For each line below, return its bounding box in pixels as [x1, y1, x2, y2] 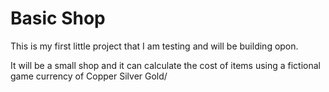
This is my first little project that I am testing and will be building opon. [10, 40, 299, 52]
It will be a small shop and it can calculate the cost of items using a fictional [10, 59, 322, 71]
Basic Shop [10, 7, 106, 30]
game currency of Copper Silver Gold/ [10, 70, 168, 82]
